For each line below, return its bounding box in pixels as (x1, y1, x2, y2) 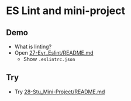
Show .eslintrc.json (23, 56, 75, 62)
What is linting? (14, 43, 52, 50)
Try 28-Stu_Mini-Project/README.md (14, 88, 105, 95)
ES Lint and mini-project (6, 4, 126, 18)
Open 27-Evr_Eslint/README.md (14, 49, 94, 56)
